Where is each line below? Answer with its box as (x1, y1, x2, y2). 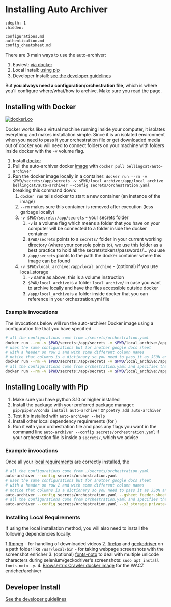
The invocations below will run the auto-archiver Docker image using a (5, 320, 154, 326)
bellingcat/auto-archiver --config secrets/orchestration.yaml (12, 183, 150, 188)
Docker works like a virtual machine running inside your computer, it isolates (5, 126, 165, 132)
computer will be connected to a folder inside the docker (27, 225, 147, 231)
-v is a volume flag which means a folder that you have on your (27, 220, 160, 226)
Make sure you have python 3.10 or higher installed (12, 396, 120, 402)
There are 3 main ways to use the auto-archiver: (5, 52, 106, 58)
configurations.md (5, 34, 44, 39)
